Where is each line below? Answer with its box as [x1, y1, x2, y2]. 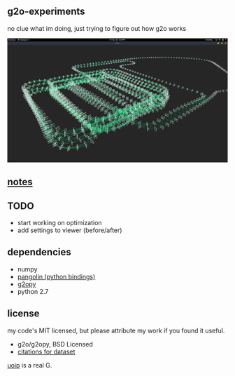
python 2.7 [17, 287, 49, 295]
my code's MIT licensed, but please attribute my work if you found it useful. [7, 326, 225, 335]
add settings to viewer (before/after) [17, 226, 122, 234]
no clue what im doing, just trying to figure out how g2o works [7, 24, 187, 32]
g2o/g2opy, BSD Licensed [17, 340, 93, 348]
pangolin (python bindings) [17, 272, 96, 281]
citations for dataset [17, 347, 76, 356]
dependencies [7, 246, 71, 258]
